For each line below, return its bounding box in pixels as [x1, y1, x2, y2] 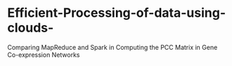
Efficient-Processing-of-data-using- [7, 5, 226, 21]
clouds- [7, 20, 54, 36]
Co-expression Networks [7, 51, 80, 59]
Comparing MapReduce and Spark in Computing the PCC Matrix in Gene [7, 43, 218, 51]
